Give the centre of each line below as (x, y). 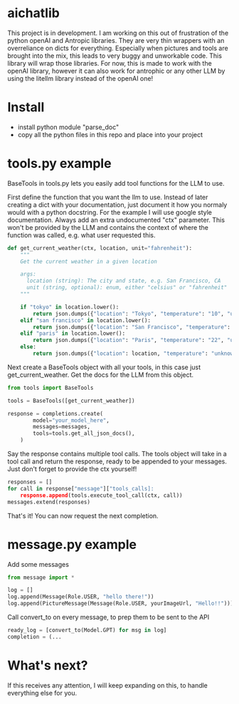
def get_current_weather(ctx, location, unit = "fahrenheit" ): (100, 248)
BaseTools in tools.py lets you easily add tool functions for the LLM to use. (116, 183)
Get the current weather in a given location (89, 261)
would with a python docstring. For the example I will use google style (110, 212)
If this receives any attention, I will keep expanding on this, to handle (108, 685)
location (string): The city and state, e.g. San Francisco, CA (123, 281)
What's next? (48, 665)
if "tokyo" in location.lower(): (70, 307)
